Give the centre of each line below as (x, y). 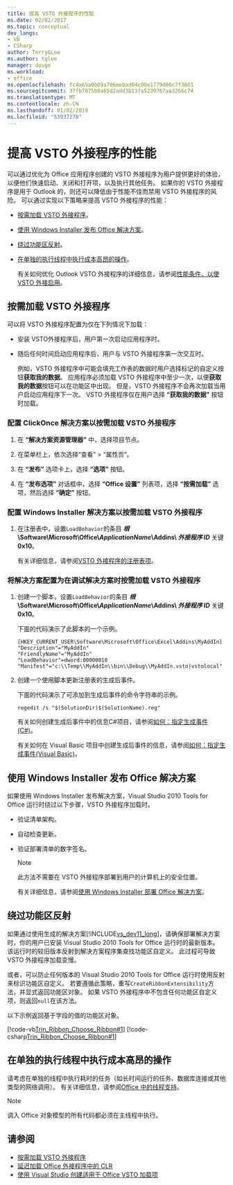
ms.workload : (26, 72)
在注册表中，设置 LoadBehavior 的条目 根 (73, 528)
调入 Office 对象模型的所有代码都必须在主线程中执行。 (84, 1115)
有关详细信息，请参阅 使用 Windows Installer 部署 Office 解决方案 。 (112, 892)
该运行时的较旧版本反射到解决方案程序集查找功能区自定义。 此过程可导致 (111, 951)
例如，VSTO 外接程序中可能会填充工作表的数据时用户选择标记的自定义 (118, 369)
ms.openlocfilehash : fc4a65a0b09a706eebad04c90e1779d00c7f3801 (101, 85)
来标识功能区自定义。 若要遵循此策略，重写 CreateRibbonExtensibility (107, 983)
